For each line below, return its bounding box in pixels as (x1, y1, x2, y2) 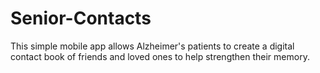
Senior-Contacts (10, 7, 152, 30)
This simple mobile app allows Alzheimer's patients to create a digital (10, 40, 295, 52)
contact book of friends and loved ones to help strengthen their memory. (10, 50, 310, 62)
